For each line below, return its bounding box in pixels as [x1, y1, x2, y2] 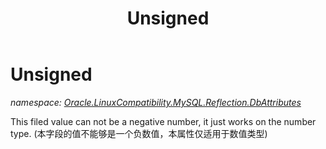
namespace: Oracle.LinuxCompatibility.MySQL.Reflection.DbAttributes [10, 96, 302, 108]
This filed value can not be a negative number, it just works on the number [10, 115, 317, 127]
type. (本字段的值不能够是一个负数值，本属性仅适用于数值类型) [10, 127, 268, 139]
